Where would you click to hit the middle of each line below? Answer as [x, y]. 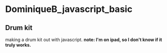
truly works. [18, 45]
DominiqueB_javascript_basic [69, 9]
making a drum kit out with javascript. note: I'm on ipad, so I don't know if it [83, 39]
